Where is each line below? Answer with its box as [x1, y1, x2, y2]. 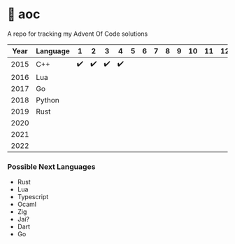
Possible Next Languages [7, 161, 96, 171]
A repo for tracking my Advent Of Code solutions [7, 29, 148, 38]
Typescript [17, 193, 49, 201]
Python [36, 95, 59, 104]
